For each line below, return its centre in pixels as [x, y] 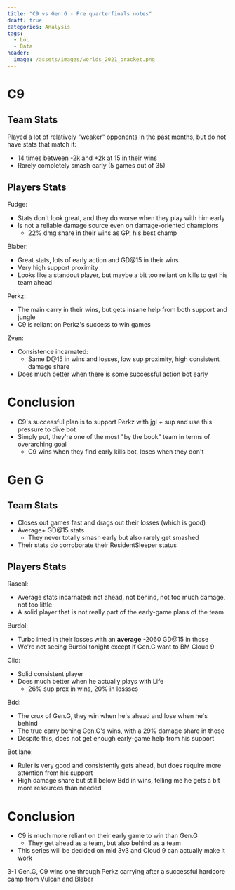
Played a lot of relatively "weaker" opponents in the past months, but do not [117, 137]
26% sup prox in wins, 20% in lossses [83, 689]
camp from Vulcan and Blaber [51, 879]
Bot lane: [20, 752]
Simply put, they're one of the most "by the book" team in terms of [114, 436]
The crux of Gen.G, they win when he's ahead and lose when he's [113, 716]
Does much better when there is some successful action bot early [113, 374]
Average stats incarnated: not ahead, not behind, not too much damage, [121, 598]
